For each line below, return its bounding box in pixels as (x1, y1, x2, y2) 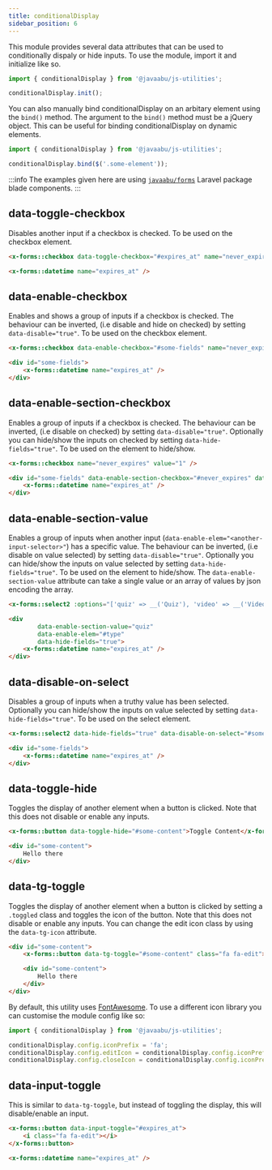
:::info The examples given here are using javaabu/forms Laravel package (8, 175, 253, 184)
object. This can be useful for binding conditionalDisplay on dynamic (8, 121, 237, 131)
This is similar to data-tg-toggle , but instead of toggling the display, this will (8, 1100, 261, 1110)
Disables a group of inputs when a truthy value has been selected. (8, 696, 229, 706)
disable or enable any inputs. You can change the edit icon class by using (8, 918, 253, 928)
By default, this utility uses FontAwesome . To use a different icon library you (8, 1002, 261, 1012)
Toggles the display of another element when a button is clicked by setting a (8, 901, 263, 911)
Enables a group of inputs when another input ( (8, 533, 166, 542)
